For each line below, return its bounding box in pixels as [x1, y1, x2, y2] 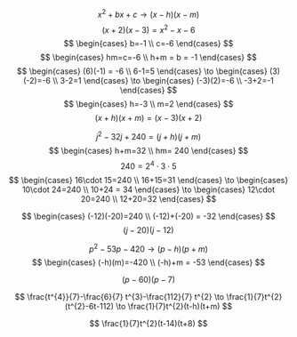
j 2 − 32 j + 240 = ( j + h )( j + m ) [95, 130, 202, 141]
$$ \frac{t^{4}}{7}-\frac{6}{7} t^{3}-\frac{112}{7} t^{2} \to [14, 292, 224, 302]
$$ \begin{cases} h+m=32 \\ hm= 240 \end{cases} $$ [48, 145, 249, 156]
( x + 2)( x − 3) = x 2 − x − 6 [101, 22, 196, 35]
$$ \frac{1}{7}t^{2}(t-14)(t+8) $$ [89, 318, 208, 329]
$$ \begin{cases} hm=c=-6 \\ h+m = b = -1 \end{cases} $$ [40, 52, 257, 63]
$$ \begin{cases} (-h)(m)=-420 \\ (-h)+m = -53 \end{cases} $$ [31, 257, 266, 268]
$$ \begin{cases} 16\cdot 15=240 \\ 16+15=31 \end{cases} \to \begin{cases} [8, 174, 289, 185]
